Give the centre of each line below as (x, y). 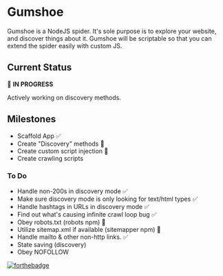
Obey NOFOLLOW (43, 252)
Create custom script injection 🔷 (63, 151)
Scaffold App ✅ (39, 136)
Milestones (32, 119)
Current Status (40, 67)
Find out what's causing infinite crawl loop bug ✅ (87, 214)
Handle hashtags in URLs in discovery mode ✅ (83, 206)
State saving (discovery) (52, 244)
